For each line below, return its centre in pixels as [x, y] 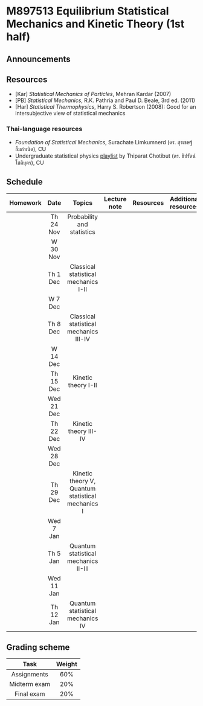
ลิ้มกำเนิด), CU [31, 149]
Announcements [38, 59]
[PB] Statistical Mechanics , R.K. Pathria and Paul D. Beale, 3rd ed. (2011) [105, 100]
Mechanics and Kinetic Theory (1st [95, 24]
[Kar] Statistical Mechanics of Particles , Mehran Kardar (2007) [93, 94]
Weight [67, 664]
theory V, [82, 481]
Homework [25, 202]
